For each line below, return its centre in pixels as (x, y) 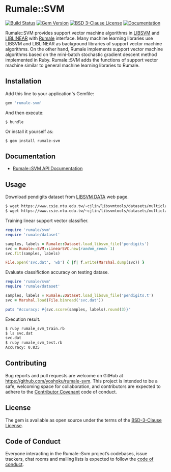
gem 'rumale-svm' (24, 103)
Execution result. (23, 319)
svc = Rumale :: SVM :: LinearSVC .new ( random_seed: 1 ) (60, 248)
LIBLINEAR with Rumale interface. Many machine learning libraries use (79, 38)
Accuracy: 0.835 (22, 348)
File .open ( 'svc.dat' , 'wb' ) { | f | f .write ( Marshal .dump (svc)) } (75, 263)
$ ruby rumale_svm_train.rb (35, 328)
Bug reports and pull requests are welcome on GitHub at (64, 375)
